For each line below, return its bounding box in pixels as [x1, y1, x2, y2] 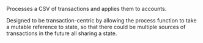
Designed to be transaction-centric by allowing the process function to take [6, 17, 197, 24]
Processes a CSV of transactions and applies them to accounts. [6, 5, 167, 12]
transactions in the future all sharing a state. [6, 30, 117, 37]
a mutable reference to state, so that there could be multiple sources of [6, 24, 186, 30]
